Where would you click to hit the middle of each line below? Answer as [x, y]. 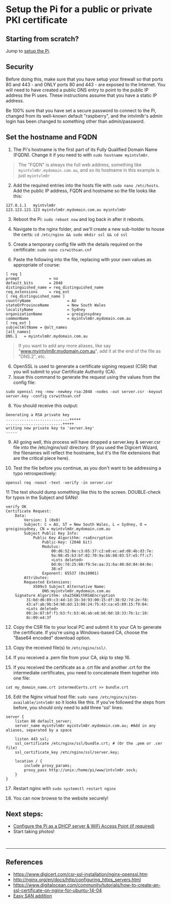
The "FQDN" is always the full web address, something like [80, 165]
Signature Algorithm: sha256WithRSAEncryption [65, 595]
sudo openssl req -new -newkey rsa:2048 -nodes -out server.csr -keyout [84, 391]
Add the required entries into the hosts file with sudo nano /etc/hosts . [86, 185]
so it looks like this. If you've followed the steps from [110, 702]
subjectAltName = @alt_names [37, 327]
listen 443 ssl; [32, 739]
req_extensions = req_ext [38, 292]
